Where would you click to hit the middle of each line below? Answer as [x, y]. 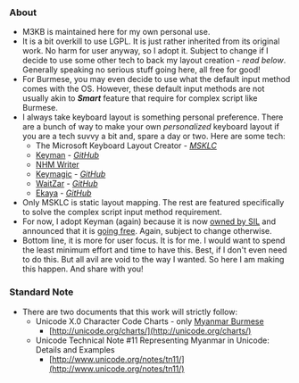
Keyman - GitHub [67, 155]
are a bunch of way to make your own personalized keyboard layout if [150, 127]
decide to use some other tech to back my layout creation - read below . [154, 61]
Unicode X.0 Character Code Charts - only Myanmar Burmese [150, 321]
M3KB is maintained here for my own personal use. [116, 32]
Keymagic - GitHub [71, 174]
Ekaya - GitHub [63, 193]
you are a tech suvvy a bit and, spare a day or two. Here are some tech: [154, 137]
